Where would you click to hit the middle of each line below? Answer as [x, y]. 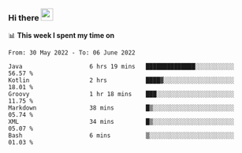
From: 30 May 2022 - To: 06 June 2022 [72, 53]
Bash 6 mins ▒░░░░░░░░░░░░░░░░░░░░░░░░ [121, 136]
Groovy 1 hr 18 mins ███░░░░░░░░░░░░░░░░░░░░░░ [121, 95]
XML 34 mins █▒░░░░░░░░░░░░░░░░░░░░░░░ [121, 122]
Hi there [24, 17]
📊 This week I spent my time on [61, 35]
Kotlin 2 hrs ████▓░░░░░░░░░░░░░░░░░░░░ [121, 80]
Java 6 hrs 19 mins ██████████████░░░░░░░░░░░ [121, 67]
